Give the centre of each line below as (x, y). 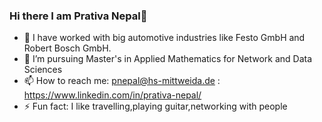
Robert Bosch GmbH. (67, 48)
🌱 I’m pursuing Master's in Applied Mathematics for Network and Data (168, 59)
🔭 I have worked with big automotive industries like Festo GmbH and (164, 38)
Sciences (43, 70)
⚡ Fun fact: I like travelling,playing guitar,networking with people (155, 106)
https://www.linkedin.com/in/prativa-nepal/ (112, 95)
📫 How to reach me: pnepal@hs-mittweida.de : (122, 81)
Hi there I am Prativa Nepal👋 (78, 16)
